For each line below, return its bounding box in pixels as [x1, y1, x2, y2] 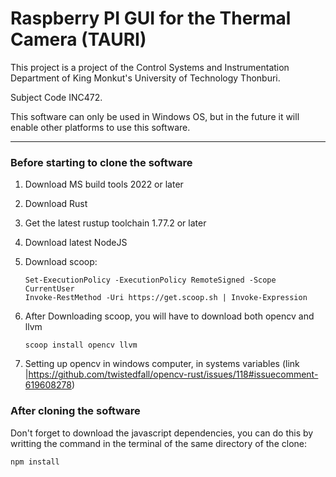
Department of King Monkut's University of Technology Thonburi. [10, 72, 281, 84]
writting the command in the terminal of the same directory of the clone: [10, 437, 307, 449]
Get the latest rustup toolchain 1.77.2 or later [24, 217, 207, 229]
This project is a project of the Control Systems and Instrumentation [10, 61, 290, 73]
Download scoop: [24, 256, 98, 268]
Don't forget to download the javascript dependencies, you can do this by [10, 427, 314, 439]
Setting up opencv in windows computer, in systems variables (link [24, 358, 300, 370]
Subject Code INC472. [10, 91, 103, 103]
